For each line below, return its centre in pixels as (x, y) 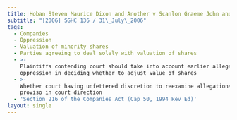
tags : (15, 27)
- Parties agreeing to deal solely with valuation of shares (105, 54)
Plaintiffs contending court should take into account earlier (115, 66)
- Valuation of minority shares (61, 47)
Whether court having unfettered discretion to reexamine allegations (126, 86)
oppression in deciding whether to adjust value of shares (109, 73)
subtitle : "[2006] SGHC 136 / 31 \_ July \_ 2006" (77, 20)
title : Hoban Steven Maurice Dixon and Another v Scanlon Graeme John (113, 14)
